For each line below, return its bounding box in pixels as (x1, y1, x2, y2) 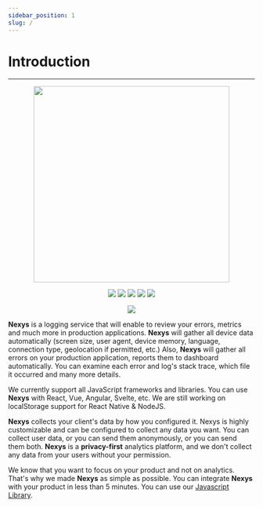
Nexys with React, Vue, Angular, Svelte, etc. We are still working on (8, 393, 226, 403)
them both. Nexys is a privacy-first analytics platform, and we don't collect (8, 442, 252, 451)
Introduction (8, 53, 91, 71)
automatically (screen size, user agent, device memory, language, (8, 337, 221, 346)
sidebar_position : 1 (8, 11, 76, 20)
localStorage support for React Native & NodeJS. (8, 402, 166, 411)
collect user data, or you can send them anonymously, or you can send (8, 433, 237, 443)
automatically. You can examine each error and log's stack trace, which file (8, 362, 250, 371)
